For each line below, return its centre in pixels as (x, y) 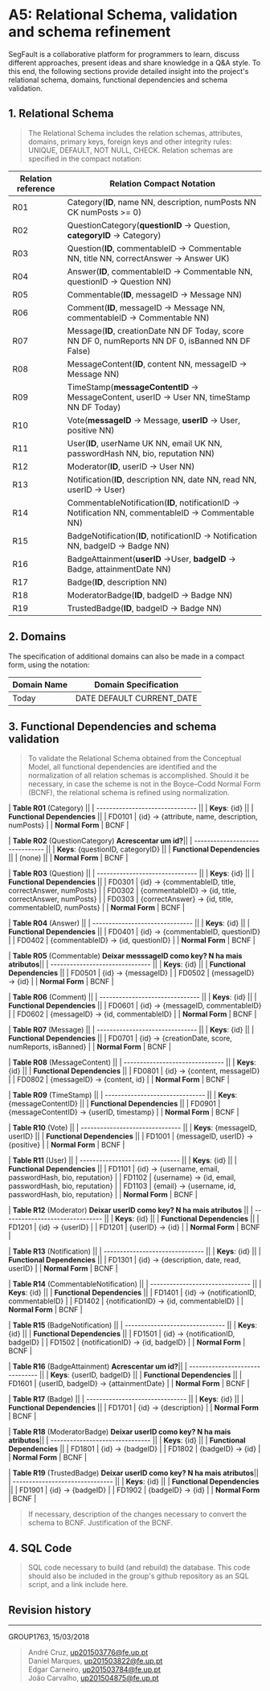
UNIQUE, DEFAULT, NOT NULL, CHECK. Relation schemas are (130, 150)
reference (36, 188)
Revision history (50, 1610)
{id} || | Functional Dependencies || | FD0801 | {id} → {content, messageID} (134, 1071)
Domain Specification (137, 684)
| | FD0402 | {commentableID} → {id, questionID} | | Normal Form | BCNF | (132, 940)
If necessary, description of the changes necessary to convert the (137, 1514)
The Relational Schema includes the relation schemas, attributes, (135, 133)
